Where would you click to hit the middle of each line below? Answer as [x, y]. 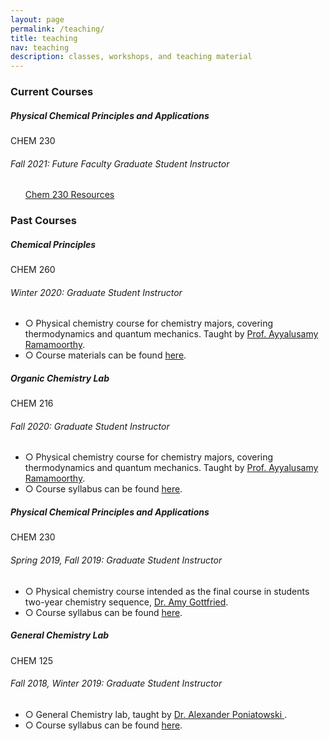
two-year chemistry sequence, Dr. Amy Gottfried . [126, 602]
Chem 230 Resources [69, 195]
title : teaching [44, 38]
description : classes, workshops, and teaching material [131, 57]
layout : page [37, 19]
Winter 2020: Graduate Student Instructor [96, 292]
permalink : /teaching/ [57, 29]
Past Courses [43, 221]
